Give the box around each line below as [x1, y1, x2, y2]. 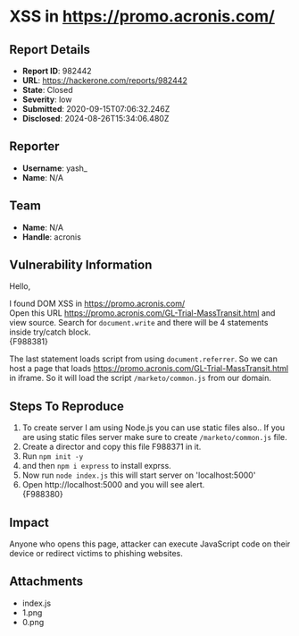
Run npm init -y [21, 451, 84, 462]
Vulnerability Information [9, 258, 153, 273]
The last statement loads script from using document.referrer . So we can [9, 353, 278, 364]
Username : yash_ [21, 163, 87, 174]
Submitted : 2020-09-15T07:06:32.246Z [21, 104, 170, 114]
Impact [9, 514, 49, 530]
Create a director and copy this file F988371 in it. [21, 441, 202, 453]
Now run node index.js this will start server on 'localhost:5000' [21, 470, 256, 480]
